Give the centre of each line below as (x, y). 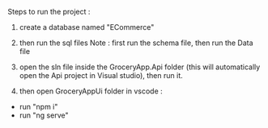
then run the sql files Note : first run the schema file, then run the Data (136, 43)
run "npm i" (38, 107)
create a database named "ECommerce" (87, 27)
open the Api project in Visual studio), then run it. (101, 75)
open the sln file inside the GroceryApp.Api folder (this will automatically (140, 67)
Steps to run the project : (49, 12)
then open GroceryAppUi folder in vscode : (91, 91)
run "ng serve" (44, 115)
